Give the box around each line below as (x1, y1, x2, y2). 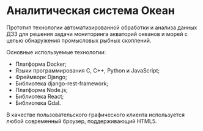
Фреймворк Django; (15, 73, 67, 80)
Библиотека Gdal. (15, 99, 61, 107)
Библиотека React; (15, 93, 64, 100)
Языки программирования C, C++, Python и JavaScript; (15, 66, 160, 74)
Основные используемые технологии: (6, 48, 106, 55)
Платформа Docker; (15, 60, 67, 68)
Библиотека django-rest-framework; (15, 80, 109, 87)
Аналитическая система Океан (6, 4, 175, 18)
